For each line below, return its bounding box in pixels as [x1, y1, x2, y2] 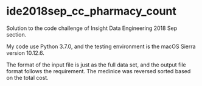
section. [6, 30, 27, 38]
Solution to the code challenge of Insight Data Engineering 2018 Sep [6, 24, 178, 32]
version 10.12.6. [6, 49, 44, 56]
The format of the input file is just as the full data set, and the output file [6, 61, 187, 68]
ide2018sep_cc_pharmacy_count [6, 4, 176, 18]
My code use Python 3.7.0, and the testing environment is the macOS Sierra [6, 43, 196, 50]
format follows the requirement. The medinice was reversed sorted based [6, 67, 191, 74]
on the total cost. [6, 74, 49, 81]
